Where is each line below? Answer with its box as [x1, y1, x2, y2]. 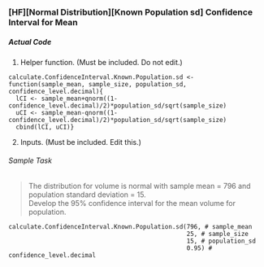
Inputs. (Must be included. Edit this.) [19, 137, 142, 147]
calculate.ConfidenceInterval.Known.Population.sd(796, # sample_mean [8, 223, 253, 231]
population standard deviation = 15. [28, 190, 146, 199]
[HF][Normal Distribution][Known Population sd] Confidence [8, 7, 253, 18]
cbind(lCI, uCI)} [15, 123, 75, 131]
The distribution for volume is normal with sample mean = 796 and [28, 182, 251, 191]
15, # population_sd [186, 237, 256, 246]
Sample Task [8, 155, 53, 165]
